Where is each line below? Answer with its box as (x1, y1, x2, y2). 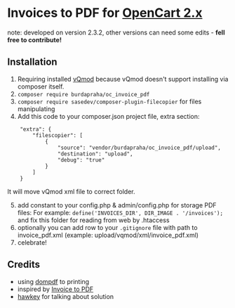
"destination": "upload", (57, 150, 133, 158)
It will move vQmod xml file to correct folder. (7, 187, 135, 195)
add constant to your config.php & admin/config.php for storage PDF (17, 200, 217, 209)
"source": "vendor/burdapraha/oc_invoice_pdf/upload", (57, 144, 221, 151)
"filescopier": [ (32, 131, 83, 139)
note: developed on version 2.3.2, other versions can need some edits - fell (7, 28, 225, 37)
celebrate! (17, 238, 47, 247)
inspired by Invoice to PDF (17, 285, 94, 293)
